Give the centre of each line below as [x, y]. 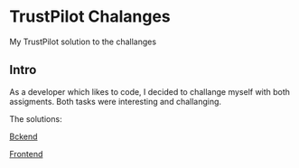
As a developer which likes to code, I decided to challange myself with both [150, 91]
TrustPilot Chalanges [90, 17]
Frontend [26, 154]
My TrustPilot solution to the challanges [83, 42]
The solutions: [36, 118]
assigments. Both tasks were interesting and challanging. [116, 101]
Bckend [23, 136]
